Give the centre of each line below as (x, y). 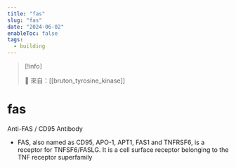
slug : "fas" (25, 20)
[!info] (33, 66)
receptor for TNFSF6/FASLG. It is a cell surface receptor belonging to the (123, 149)
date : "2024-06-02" (36, 27)
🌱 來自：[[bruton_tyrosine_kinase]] (74, 80)
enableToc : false (33, 33)
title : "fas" (26, 14)
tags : (15, 40)
